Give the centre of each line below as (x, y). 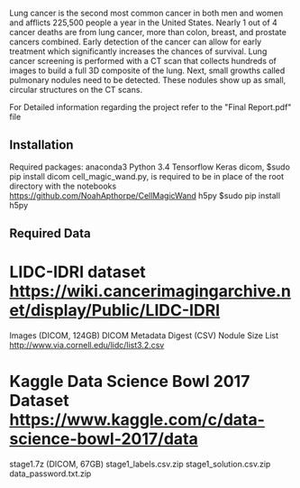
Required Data (50, 234)
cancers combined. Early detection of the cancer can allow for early (136, 41)
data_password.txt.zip (50, 474)
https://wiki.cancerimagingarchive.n (150, 291)
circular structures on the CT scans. (76, 90)
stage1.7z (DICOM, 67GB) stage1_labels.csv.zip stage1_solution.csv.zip (140, 465)
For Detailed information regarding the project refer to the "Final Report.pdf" (150, 107)
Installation (41, 145)
